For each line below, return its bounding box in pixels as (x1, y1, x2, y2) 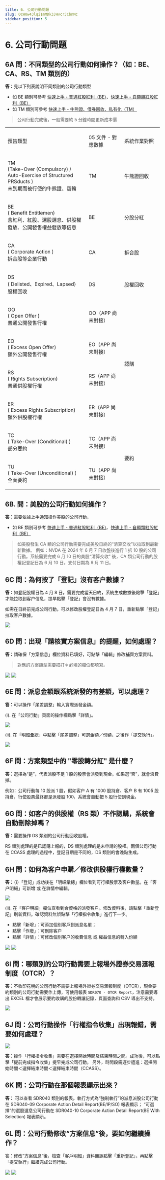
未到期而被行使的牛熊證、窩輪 (7, 185, 77, 192)
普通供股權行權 (7, 383, 43, 390)
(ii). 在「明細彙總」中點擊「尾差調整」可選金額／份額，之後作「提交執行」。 (5, 732, 157, 738)
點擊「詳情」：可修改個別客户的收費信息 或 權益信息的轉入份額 (12, 934, 137, 940)
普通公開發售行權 (7, 320, 48, 326)
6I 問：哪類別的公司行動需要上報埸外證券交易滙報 (5, 960, 155, 968)
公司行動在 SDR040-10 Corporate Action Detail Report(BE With (32, 1108, 160, 1113)
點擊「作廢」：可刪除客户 (12, 928, 62, 934)
